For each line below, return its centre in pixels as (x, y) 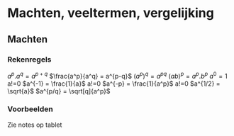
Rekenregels (29, 59)
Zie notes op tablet (35, 125)
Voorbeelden (30, 109)
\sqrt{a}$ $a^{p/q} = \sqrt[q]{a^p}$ (59, 91)
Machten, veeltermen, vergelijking (111, 13)
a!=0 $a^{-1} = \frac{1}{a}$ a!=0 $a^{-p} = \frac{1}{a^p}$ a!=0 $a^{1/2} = (114, 84)
